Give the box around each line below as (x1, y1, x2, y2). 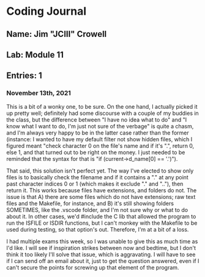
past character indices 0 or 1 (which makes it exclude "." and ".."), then (6, 180, 184, 187)
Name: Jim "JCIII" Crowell (6, 29, 107, 39)
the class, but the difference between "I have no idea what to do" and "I (6, 115, 187, 123)
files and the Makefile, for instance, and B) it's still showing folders (6, 200, 174, 207)
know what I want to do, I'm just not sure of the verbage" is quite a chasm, (6, 122, 194, 130)
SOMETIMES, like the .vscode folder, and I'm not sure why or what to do (6, 206, 188, 213)
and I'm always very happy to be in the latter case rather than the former (6, 129, 189, 136)
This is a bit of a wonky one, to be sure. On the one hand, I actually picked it (6, 103, 198, 110)
